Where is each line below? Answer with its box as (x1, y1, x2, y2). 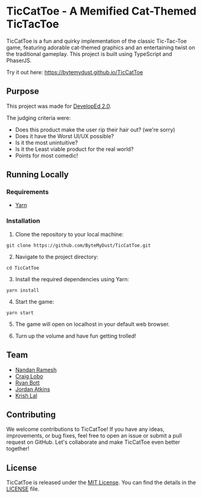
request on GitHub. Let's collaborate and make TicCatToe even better (6, 438, 181, 446)
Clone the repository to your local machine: (15, 230, 124, 238)
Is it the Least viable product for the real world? (15, 145, 134, 153)
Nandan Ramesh (15, 366, 57, 373)
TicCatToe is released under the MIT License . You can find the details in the (6, 479, 197, 486)
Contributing (6, 409, 56, 419)
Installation (6, 217, 41, 225)
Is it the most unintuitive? (15, 139, 78, 146)
